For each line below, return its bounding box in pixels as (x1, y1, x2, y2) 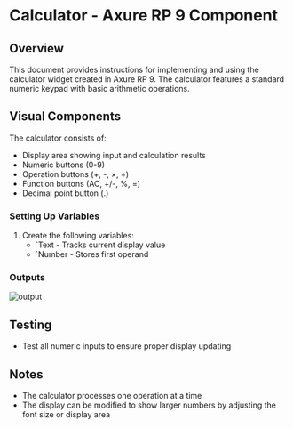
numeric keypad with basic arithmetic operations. (9, 84, 191, 93)
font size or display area (21, 409, 111, 420)
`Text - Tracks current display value (35, 239, 166, 250)
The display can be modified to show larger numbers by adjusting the (21, 400, 277, 410)
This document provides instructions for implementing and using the (9, 64, 259, 75)
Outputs (9, 271, 46, 284)
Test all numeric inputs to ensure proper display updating (21, 341, 232, 351)
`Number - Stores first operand (35, 249, 149, 260)
